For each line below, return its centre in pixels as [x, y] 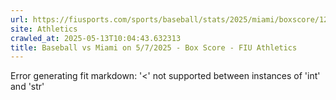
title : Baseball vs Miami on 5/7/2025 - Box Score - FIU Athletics [154, 47]
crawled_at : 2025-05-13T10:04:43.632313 [96, 38]
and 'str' [27, 87]
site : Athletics [44, 29]
